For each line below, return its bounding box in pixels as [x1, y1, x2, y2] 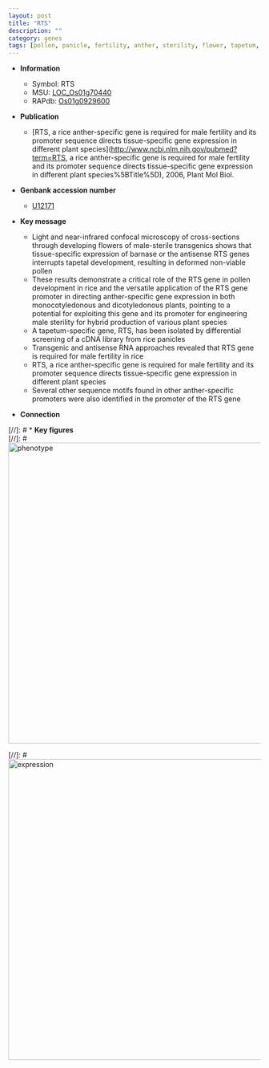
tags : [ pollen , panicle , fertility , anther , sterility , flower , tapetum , [8, 42, 260, 50]
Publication [19, 112, 59, 121]
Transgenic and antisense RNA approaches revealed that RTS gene [31, 343, 255, 353]
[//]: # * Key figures [8, 425, 74, 435]
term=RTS [31, 153, 66, 163]
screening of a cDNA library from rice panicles [31, 335, 186, 344]
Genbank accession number [19, 185, 116, 195]
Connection [19, 410, 60, 420]
